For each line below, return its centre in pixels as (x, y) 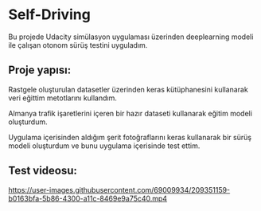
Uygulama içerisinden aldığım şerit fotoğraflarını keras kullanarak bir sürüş (130, 137)
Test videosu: (43, 171)
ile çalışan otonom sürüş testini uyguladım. (78, 45)
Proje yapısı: (40, 70)
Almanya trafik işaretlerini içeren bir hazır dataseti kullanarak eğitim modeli (130, 113)
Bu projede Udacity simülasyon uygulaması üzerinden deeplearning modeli (131, 37)
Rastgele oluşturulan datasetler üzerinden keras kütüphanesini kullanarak (128, 89)
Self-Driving (50, 15)
